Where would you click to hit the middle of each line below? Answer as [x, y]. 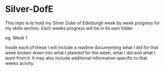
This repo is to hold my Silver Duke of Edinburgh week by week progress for [82, 23]
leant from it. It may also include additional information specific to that [76, 58]
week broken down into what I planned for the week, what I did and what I [80, 53]
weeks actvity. [20, 63]
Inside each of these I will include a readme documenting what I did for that [82, 47]
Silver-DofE [29, 9]
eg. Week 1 [16, 38]
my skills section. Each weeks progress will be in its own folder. [70, 28]
